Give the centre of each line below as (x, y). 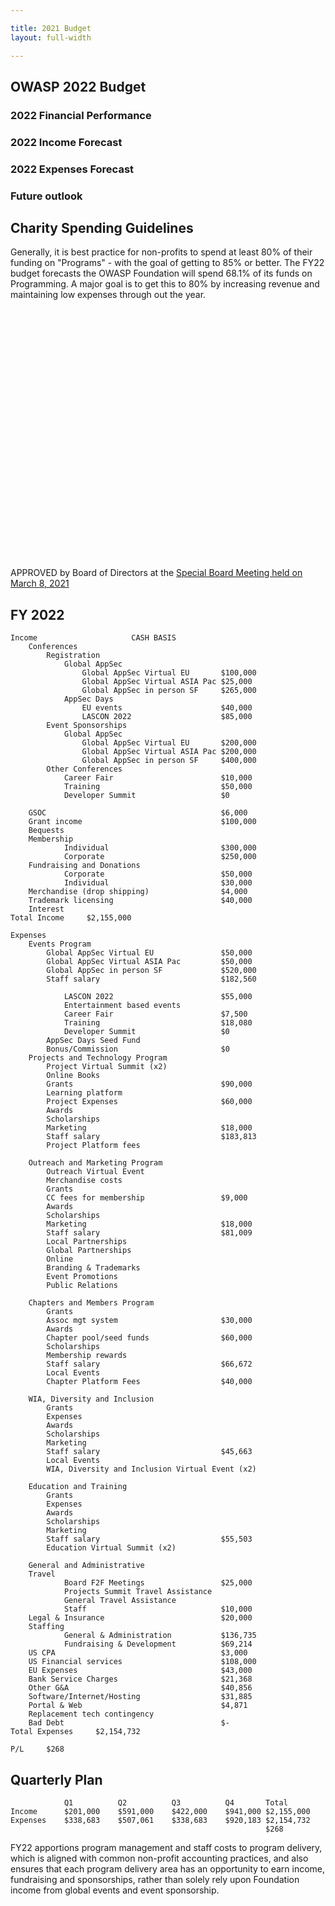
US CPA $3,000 (138, 1653)
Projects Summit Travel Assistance (138, 1592)
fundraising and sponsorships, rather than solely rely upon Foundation (155, 1880)
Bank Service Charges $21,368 (140, 1679)
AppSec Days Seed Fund (93, 1041)
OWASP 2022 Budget (78, 86)
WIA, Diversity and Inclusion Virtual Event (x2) (151, 1469)
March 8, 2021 (40, 583)
